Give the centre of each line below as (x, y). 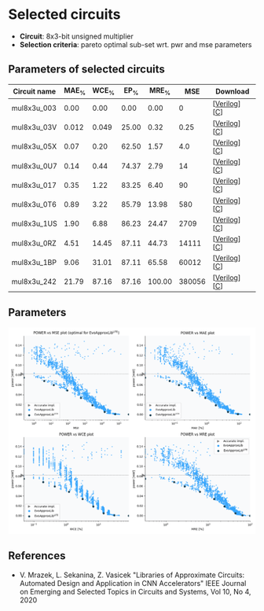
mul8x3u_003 (34, 108)
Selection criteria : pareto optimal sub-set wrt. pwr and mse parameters (136, 44)
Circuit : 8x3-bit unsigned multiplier (76, 36)
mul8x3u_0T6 (34, 204)
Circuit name (35, 91)
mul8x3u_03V (34, 127)
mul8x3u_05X (34, 146)
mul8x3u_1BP (34, 262)
